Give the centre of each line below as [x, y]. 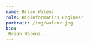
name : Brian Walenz [30, 12]
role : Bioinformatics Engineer [45, 17]
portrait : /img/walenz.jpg [39, 23]
